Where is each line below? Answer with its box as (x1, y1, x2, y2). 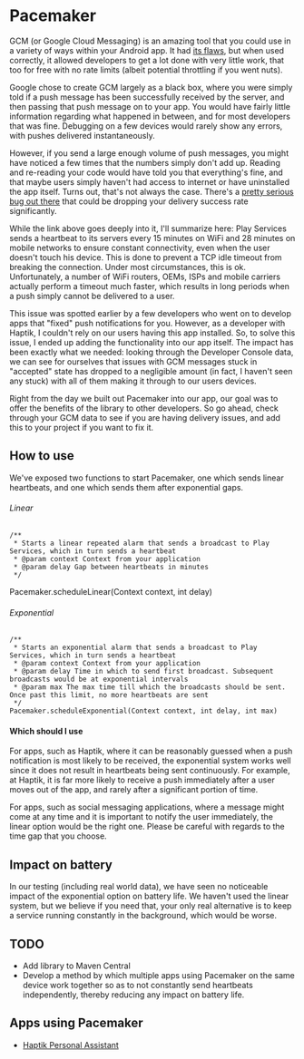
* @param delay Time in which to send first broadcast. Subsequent (13, 667, 274, 676)
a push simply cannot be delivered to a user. (9, 290, 175, 301)
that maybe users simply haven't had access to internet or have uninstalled (9, 176, 290, 187)
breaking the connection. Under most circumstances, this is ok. (9, 261, 247, 272)
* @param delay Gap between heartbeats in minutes (13, 562, 209, 571)
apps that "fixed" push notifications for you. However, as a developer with (9, 317, 286, 328)
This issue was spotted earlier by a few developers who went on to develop (9, 307, 292, 318)
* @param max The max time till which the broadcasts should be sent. (13, 683, 286, 692)
